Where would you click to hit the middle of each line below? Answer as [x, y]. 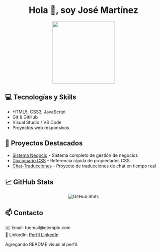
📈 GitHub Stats [29, 182]
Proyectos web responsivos [41, 127]
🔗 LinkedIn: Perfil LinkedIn [32, 235]
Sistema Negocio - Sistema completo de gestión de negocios [75, 155]
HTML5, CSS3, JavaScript [39, 112]
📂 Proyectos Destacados [44, 143]
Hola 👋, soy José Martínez [83, 10]
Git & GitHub [25, 117]
